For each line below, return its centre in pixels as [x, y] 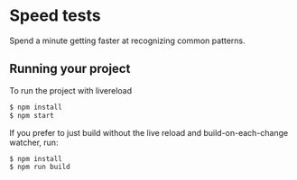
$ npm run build [40, 167]
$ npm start [32, 115]
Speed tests [55, 16]
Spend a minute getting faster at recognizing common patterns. [127, 40]
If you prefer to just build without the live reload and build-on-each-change [149, 132]
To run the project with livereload [71, 90]
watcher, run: [34, 142]
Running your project [70, 69]
